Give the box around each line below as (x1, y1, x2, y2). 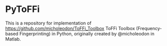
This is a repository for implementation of (5, 20, 92, 26)
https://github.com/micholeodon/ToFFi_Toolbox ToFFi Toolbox (5, 25, 136, 31)
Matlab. (5, 36, 21, 42)
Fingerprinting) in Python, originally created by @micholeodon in (19, 30, 155, 36)
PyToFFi (5, 3, 40, 15)
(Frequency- (136, 25, 162, 31)
